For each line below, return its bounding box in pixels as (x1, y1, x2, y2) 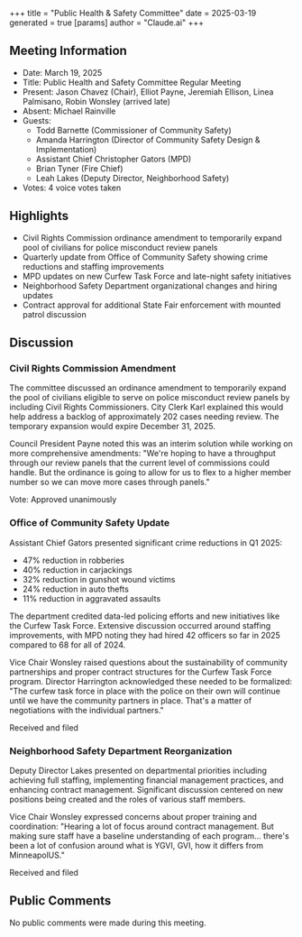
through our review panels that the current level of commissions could (9, 457, 270, 468)
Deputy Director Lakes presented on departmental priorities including (9, 765, 268, 776)
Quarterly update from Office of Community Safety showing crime (22, 252, 269, 262)
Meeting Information (9, 43, 128, 59)
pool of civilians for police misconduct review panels (22, 242, 218, 253)
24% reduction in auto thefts (22, 583, 129, 594)
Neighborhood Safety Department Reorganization (9, 744, 233, 757)
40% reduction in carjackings (22, 564, 133, 575)
